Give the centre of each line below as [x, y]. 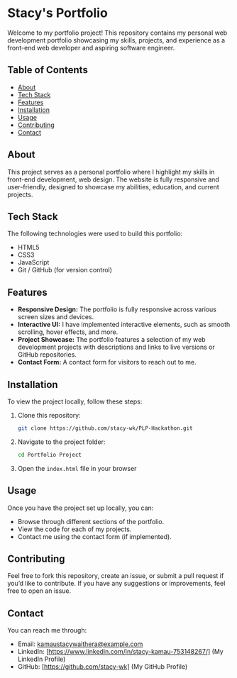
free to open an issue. [39, 591]
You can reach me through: [47, 630]
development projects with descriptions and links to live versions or [116, 347]
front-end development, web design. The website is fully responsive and [114, 179]
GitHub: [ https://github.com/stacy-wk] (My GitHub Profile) [103, 667]
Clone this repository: [49, 415]
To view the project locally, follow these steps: [75, 401]
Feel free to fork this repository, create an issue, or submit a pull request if [116, 576]
